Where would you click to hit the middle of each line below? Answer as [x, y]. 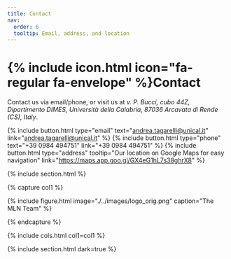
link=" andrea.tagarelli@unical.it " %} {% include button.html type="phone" [114, 138]
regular [29, 83]
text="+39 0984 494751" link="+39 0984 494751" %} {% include [102, 146]
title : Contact [29, 14]
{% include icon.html [70, 68]
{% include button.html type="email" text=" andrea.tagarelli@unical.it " [108, 131]
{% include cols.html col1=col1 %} [56, 236]
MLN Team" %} [30, 209]
